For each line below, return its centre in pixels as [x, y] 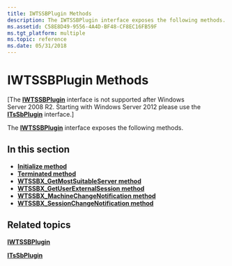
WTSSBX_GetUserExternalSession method [81, 188]
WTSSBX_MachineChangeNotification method [86, 196]
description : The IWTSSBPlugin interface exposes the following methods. [117, 20]
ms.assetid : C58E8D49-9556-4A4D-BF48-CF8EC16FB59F [82, 26]
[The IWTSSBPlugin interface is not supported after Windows [96, 99]
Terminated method [47, 174]
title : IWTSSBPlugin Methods [49, 14]
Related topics [39, 225]
